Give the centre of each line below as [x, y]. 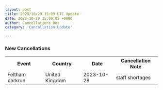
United [53, 75]
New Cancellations [28, 49]
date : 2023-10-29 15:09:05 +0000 [39, 18]
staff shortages [133, 77]
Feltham [16, 75]
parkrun [16, 81]
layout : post [18, 9]
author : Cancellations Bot [32, 23]
